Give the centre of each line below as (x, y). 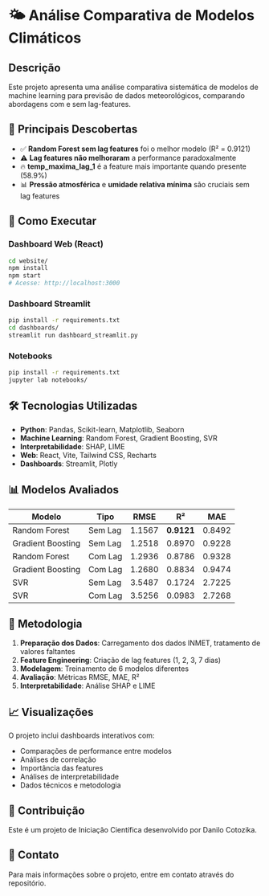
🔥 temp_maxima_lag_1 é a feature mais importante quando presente (133, 166)
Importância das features (61, 768)
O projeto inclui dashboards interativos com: (82, 735)
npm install (28, 268)
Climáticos (45, 38)
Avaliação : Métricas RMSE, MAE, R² (79, 677)
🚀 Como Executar (53, 221)
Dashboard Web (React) (56, 244)
